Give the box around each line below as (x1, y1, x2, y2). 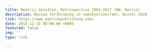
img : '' (5, 30, 21, 35)
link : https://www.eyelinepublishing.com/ (5, 16, 94, 21)
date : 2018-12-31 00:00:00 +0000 (5, 21, 74, 26)
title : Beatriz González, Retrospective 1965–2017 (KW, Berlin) (5, 7, 141, 12)
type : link (5, 35, 28, 40)
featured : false (5, 26, 39, 31)
